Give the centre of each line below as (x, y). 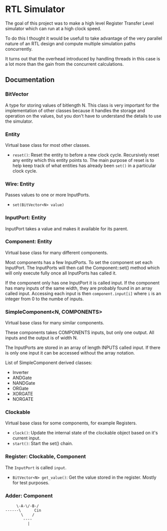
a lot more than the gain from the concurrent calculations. (64, 64)
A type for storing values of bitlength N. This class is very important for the (82, 105)
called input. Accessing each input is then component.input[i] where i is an (83, 293)
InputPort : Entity (26, 218)
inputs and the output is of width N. (41, 338)
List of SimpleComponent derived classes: (49, 363)
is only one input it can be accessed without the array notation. (70, 353)
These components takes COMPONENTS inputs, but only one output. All (80, 332)
